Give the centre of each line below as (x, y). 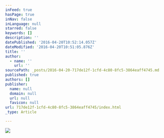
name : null (21, 89)
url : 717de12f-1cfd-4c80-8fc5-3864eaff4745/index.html (63, 107)
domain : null (23, 93)
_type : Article (21, 112)
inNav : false (19, 19)
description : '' (22, 38)
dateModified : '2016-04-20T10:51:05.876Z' (50, 47)
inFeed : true (19, 10)
